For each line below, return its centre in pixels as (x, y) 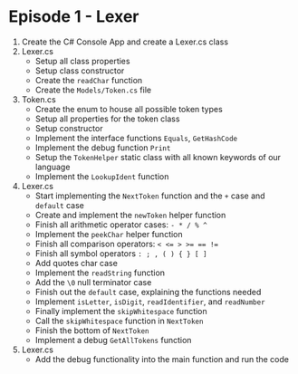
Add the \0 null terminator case (93, 282)
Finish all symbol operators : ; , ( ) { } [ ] (121, 253)
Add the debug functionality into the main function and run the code (162, 359)
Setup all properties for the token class (107, 119)
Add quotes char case (77, 263)
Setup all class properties (82, 61)
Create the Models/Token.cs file (93, 90)
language (53, 167)
